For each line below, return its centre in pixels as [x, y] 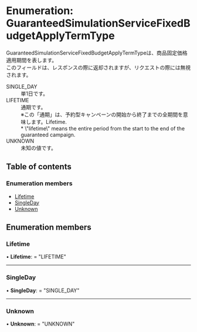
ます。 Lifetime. [49, 122]
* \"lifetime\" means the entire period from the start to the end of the [103, 128]
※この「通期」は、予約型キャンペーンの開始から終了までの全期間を [102, 114]
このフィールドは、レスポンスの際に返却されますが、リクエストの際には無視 [98, 67]
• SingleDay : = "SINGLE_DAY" [43, 290]
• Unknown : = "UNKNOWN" [40, 324]
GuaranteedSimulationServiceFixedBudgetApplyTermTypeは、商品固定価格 [97, 53]
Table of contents [39, 167]
